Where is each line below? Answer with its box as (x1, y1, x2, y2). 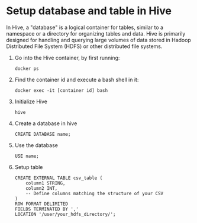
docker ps (14, 65, 40, 72)
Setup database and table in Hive (6, 4, 172, 18)
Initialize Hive (14, 98, 48, 105)
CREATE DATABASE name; (14, 131, 71, 137)
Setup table (14, 163, 43, 170)
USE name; (14, 153, 40, 159)
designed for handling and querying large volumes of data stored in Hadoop (6, 36, 191, 43)
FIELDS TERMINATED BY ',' (14, 206, 79, 212)
